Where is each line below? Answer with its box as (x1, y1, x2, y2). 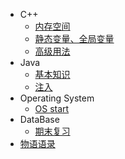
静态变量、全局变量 (34, 33, 115, 44)
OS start (34, 103, 70, 114)
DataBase (19, 114, 60, 125)
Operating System (19, 92, 95, 104)
